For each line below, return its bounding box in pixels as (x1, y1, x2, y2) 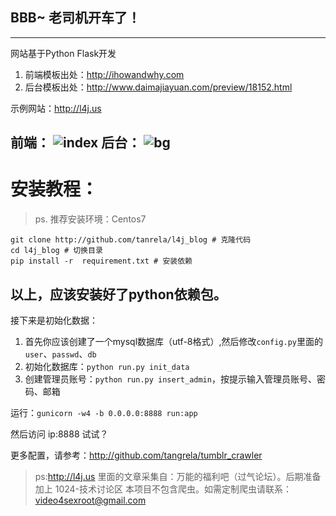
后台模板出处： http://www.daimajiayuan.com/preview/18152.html (24, 81, 293, 93)
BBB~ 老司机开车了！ (10, 9, 141, 27)
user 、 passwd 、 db (24, 348, 97, 360)
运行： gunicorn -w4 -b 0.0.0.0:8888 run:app (10, 406, 198, 418)
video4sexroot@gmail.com (34, 494, 147, 506)
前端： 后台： (10, 134, 142, 152)
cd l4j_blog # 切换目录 (10, 246, 103, 256)
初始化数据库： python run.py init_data (24, 360, 190, 372)
